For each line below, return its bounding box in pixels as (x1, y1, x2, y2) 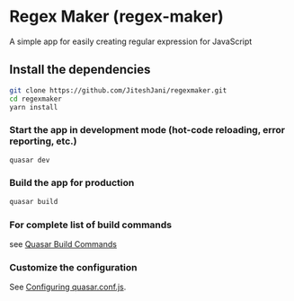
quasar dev (9, 155, 50, 164)
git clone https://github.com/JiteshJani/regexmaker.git (9, 85, 227, 95)
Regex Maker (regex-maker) (9, 6, 225, 27)
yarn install (9, 102, 58, 111)
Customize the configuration (9, 261, 138, 273)
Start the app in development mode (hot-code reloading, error (9, 124, 286, 137)
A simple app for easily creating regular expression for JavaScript (9, 36, 253, 47)
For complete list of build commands (9, 218, 173, 231)
